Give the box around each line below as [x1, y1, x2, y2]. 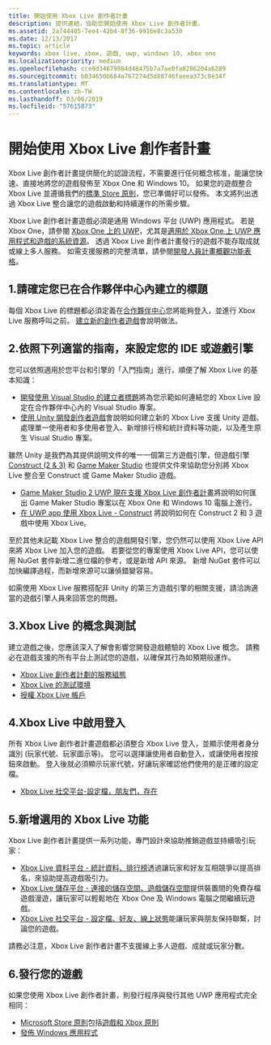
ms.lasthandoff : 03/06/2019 [8, 95, 104, 103]
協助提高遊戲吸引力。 [41, 873, 113, 883]
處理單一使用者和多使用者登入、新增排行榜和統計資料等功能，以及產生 [19, 423, 255, 432]
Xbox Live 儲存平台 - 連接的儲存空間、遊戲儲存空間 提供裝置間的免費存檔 [19, 884, 261, 893]
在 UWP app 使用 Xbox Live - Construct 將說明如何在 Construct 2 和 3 [19, 508, 253, 518]
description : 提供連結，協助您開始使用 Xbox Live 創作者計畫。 [8, 19, 204, 28]
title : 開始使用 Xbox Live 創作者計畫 [8, 11, 128, 20]
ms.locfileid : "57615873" [8, 102, 95, 110]
